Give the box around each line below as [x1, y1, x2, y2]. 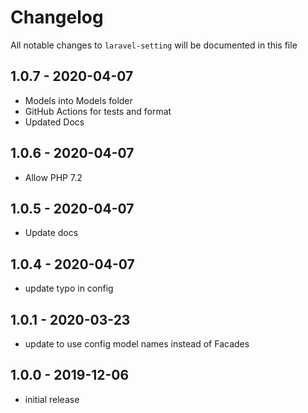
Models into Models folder [24, 94, 133, 106]
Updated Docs [24, 116, 85, 128]
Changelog [10, 6, 104, 29]
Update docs [24, 227, 79, 239]
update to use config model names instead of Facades [24, 338, 250, 350]
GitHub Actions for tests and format [24, 105, 172, 117]
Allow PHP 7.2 [24, 171, 83, 183]
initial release [24, 393, 80, 405]
